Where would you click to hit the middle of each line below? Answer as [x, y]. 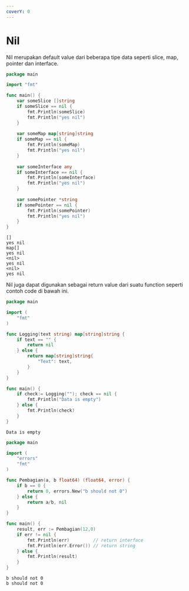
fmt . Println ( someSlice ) [56, 112]
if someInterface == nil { [50, 172]
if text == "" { [37, 340]
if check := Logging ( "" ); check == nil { [67, 394]
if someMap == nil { [42, 139]
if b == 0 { [31, 485]
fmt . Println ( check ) [51, 411]
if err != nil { [37, 534]
